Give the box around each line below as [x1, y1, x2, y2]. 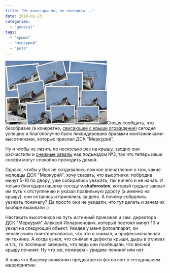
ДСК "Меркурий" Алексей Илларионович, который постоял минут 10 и [5, 220, 160, 226]
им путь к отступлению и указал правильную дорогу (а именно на [5, 188, 150, 194]
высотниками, [5, 135, 37, 142]
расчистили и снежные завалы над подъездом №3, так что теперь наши [5, 151, 163, 157]
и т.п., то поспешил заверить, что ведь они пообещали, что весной [5, 241, 151, 247]
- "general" [10, 24, 36, 30]
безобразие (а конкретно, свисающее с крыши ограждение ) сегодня [5, 125, 156, 131]
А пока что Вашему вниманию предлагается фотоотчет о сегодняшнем [5, 256, 161, 262]
